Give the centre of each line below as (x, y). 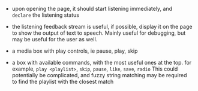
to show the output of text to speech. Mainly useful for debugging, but (99, 33)
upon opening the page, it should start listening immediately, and (92, 9)
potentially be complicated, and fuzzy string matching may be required (99, 75)
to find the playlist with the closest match (63, 81)
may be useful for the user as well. (55, 39)
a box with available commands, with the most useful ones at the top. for (102, 63)
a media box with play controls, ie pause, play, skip (75, 51)
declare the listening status (46, 15)
